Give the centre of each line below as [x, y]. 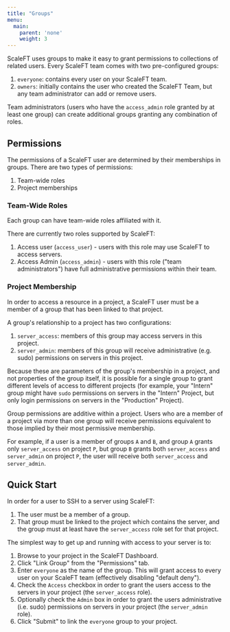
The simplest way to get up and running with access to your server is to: [109, 543]
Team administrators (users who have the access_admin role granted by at [111, 107]
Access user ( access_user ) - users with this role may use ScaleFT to [113, 247]
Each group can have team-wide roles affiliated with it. [84, 221]
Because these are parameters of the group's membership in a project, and [114, 371]
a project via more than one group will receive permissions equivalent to [109, 420]
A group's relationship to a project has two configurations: [89, 322]
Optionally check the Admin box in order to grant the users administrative [119, 600]
